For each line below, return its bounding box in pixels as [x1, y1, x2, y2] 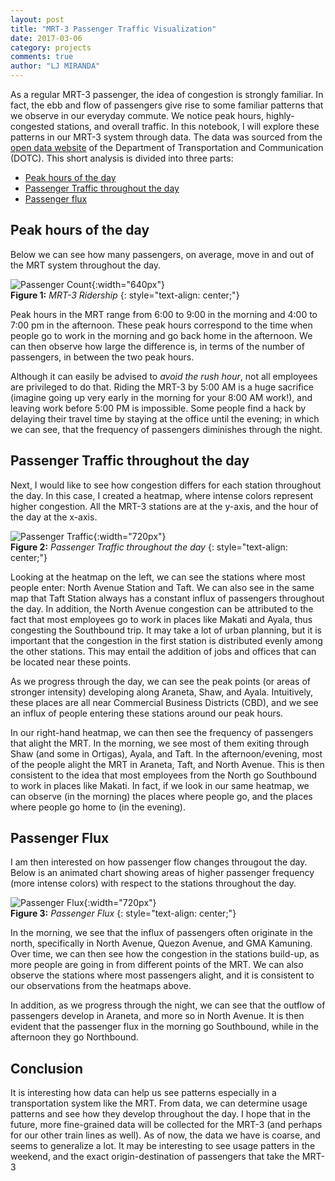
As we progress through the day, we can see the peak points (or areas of [10, 675, 311, 687]
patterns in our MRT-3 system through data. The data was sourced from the [10, 131, 323, 143]
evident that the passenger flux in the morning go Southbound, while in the [10, 1021, 319, 1033]
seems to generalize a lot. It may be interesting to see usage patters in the [10, 1140, 316, 1152]
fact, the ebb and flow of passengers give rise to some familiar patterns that [10, 99, 324, 111]
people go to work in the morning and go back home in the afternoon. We [10, 329, 313, 341]
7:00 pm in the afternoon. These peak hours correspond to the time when [10, 319, 313, 331]
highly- [265, 110, 295, 121]
